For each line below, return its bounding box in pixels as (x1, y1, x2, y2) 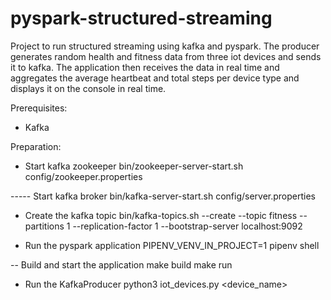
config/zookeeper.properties (24, 170, 143, 182)
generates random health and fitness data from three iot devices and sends (10, 50, 322, 62)
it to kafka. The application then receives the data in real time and (10, 61, 280, 73)
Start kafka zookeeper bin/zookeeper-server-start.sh (24, 160, 244, 172)
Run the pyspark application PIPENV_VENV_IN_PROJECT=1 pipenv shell (24, 239, 320, 251)
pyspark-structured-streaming (10, 7, 273, 30)
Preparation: (10, 140, 62, 152)
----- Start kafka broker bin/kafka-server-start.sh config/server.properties (10, 190, 316, 202)
